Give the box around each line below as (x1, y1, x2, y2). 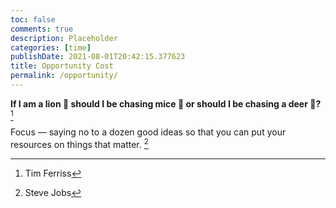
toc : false (10, 14, 56, 25)
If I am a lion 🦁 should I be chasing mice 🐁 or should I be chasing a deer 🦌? (10, 97, 322, 110)
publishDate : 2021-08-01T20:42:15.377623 (10, 52, 186, 62)
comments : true (10, 24, 74, 34)
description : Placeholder (10, 33, 118, 43)
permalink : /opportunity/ (10, 71, 118, 81)
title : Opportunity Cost (10, 61, 114, 71)
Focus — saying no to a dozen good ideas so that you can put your (10, 126, 287, 138)
